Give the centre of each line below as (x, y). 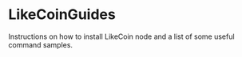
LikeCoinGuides (62, 15)
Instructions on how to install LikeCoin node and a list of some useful (121, 36)
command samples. (41, 44)
